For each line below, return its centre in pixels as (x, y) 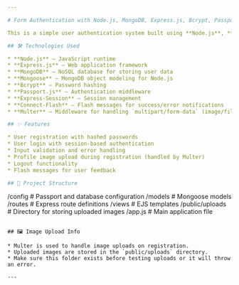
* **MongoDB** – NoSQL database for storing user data (90, 72)
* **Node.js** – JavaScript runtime (62, 59)
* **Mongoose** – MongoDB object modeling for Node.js (90, 79)
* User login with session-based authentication (81, 144)
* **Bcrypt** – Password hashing (57, 85)
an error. (22, 265)
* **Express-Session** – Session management (74, 98)
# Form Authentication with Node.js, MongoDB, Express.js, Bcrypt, (110, 20)
